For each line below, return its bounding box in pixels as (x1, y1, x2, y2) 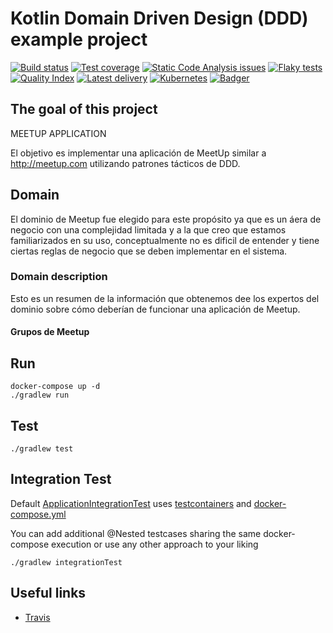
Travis (24, 611, 51, 623)
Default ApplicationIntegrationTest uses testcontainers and (10, 497, 252, 509)
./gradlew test (10, 444, 74, 454)
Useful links (10, 585, 87, 602)
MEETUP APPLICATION (10, 127, 107, 139)
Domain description (10, 270, 108, 284)
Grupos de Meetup (10, 326, 90, 338)
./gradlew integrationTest (10, 557, 123, 567)
